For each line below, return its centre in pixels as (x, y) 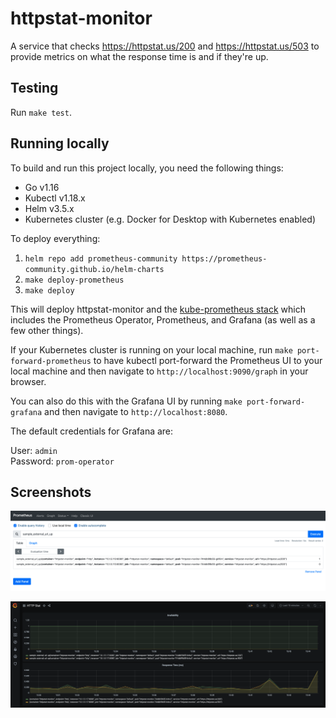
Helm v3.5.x (49, 208)
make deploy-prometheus (74, 280)
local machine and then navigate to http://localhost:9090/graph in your (159, 371)
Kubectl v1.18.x (55, 198)
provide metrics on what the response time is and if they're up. (139, 56)
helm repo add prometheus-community (101, 258)
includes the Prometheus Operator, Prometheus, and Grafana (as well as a (163, 319)
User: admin (34, 450)
